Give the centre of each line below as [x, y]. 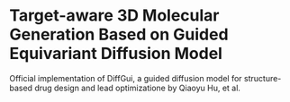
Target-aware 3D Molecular [114, 16]
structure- [263, 78]
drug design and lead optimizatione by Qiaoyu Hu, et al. [138, 88]
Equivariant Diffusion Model [116, 54]
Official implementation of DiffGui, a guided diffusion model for [126, 78]
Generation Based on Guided [119, 34]
